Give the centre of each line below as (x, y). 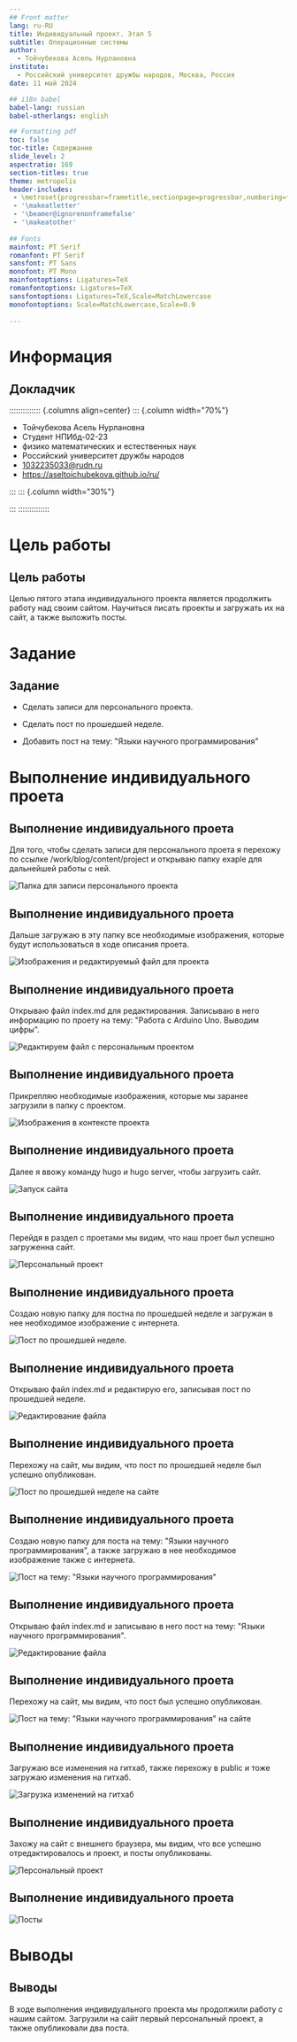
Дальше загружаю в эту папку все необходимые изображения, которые (147, 935)
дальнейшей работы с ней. (60, 869)
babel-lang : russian (47, 107)
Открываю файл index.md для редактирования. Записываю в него (134, 1011)
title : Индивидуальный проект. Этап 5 (80, 34)
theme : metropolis (43, 181)
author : (23, 50)
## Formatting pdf (43, 132)
